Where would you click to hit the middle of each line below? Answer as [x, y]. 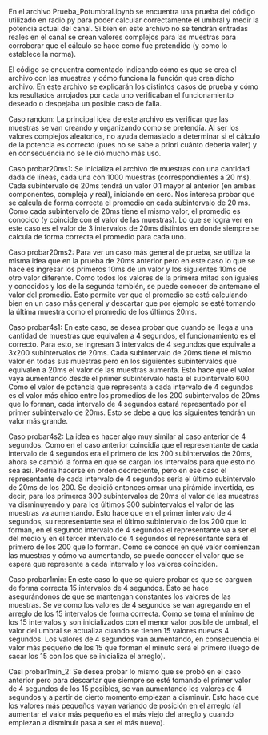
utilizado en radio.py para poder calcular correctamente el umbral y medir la [134, 20]
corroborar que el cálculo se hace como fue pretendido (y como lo [118, 46]
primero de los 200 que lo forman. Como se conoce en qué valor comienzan [134, 547]
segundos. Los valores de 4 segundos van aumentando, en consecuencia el [134, 639]
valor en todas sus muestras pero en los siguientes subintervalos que [123, 361]
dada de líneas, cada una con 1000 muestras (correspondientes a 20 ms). [130, 177]
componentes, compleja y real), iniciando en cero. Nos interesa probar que [132, 194]
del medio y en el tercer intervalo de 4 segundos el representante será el [128, 538]
